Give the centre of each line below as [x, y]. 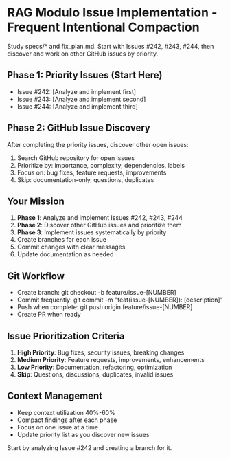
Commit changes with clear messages [71, 247]
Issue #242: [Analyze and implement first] [76, 91]
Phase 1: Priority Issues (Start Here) [85, 75]
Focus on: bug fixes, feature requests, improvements [92, 172]
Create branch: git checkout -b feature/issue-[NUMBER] [96, 293]
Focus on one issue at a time [57, 427]
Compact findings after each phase [67, 420]
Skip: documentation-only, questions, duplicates [85, 179]
